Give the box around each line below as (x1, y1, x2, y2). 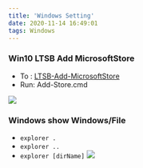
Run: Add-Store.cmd (19, 79, 88, 89)
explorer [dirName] (19, 152, 85, 160)
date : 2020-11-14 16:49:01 (8, 19, 98, 27)
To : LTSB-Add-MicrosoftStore (19, 71, 120, 81)
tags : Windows (8, 26, 56, 34)
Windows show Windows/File (8, 114, 126, 126)
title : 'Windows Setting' (8, 11, 94, 20)
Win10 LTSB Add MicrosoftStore (8, 53, 135, 64)
